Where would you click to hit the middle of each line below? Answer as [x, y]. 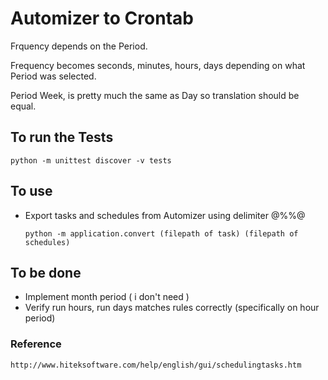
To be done [46, 272]
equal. [23, 106]
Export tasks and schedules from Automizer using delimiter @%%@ [165, 215]
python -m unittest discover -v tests [91, 160]
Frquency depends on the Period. [79, 46]
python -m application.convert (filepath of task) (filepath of [161, 233]
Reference [36, 344]
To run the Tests [62, 137]
